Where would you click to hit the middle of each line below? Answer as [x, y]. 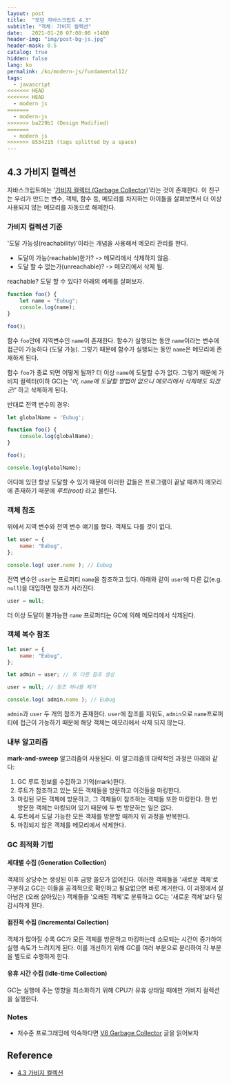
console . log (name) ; [48, 307]
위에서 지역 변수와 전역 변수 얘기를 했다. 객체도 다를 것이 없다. [90, 527]
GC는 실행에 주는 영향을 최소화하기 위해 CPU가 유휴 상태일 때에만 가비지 [104, 990]
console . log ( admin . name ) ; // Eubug [61, 700]
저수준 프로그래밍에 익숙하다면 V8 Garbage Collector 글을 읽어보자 [108, 1033]
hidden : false [28, 59]
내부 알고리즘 [28, 742]
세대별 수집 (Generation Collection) [57, 862]
